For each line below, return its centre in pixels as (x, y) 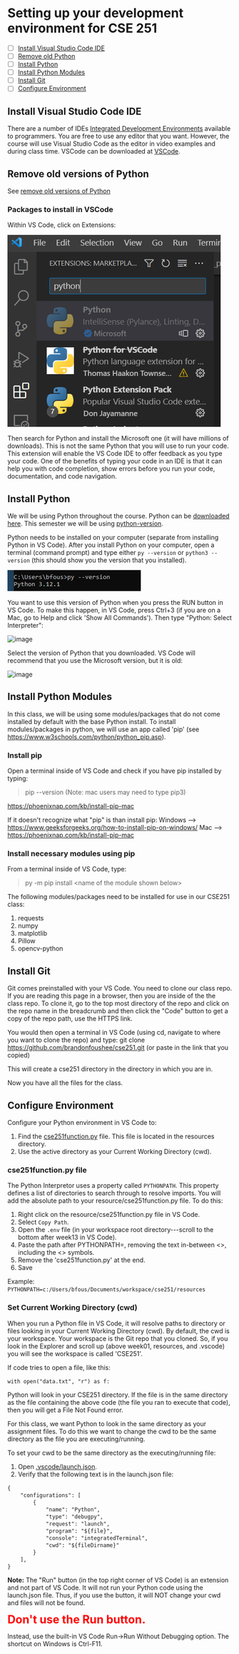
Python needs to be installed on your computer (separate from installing (113, 538)
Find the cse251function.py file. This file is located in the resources (116, 1136)
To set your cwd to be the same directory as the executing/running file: (112, 1453)
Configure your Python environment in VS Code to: (82, 1123)
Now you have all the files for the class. (65, 1083)
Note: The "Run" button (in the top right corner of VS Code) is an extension (118, 1580)
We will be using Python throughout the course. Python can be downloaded (118, 516)
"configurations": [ (51, 1495)
